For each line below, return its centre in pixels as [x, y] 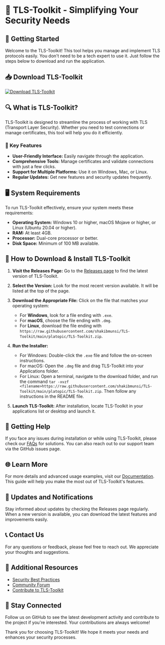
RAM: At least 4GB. [32, 233]
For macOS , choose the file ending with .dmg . [66, 320]
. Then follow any [119, 391]
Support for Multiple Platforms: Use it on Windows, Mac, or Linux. [80, 172]
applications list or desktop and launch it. [54, 411]
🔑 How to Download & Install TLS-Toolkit [68, 259]
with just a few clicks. [34, 166]
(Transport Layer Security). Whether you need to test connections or [75, 127]
